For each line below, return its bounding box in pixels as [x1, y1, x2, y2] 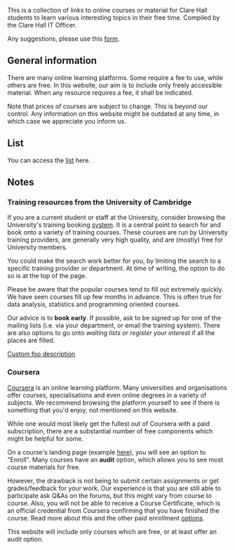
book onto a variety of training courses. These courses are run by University [7, 228, 228, 237]
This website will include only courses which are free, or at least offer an [7, 527, 217, 536]
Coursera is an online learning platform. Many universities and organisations [7, 383, 227, 392]
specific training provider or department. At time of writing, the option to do [7, 264, 225, 273]
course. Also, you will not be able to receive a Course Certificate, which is [7, 499, 221, 507]
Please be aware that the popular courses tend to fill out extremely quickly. [7, 285, 224, 294]
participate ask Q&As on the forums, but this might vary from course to [7, 491, 213, 499]
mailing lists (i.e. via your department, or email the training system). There [7, 321, 221, 329]
